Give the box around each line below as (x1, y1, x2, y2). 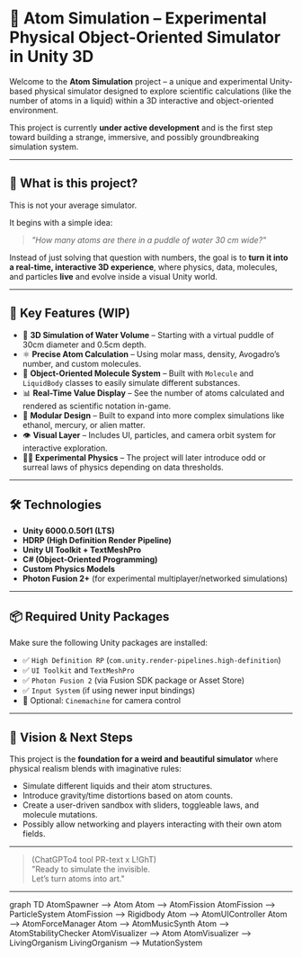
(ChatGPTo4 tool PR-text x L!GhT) (31, 854, 157, 864)
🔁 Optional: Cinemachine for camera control (22, 695, 182, 706)
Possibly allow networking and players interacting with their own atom (22, 818, 282, 829)
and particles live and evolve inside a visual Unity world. (9, 271, 218, 282)
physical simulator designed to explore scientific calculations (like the (34, 85, 292, 96)
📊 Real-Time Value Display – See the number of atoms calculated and (22, 387, 285, 398)
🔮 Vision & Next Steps (9, 729, 133, 745)
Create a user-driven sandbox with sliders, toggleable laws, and (22, 800, 259, 810)
